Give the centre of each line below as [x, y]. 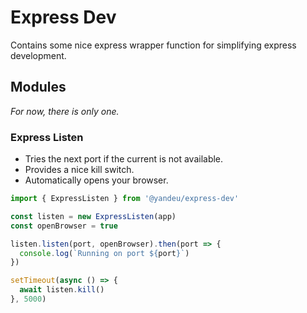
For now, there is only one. [65, 111]
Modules [38, 87]
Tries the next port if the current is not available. [124, 159]
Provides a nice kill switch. [79, 170]
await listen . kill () [62, 290]
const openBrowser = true [64, 226]
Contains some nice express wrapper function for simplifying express [153, 45]
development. [38, 55]
